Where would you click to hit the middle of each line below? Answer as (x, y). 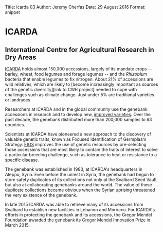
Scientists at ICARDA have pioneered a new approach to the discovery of (78, 134)
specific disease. (22, 160)
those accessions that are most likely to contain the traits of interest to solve (81, 149)
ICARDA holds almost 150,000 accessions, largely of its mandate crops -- (79, 69)
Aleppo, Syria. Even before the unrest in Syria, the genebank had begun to (80, 174)
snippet (13, 12)
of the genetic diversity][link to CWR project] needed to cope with (71, 90)
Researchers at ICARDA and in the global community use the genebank (76, 109)
